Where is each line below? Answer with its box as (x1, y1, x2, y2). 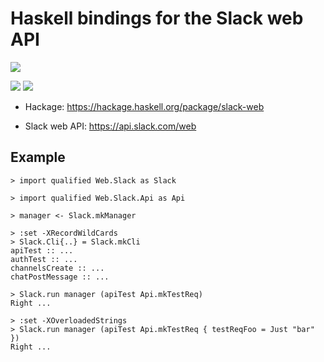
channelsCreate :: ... (10, 263, 105, 273)
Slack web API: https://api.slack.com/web (24, 120, 197, 132)
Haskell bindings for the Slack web (10, 7, 304, 30)
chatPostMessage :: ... (10, 272, 110, 282)
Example (10, 149, 66, 166)
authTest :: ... (10, 254, 78, 264)
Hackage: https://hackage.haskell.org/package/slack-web (24, 100, 265, 112)
